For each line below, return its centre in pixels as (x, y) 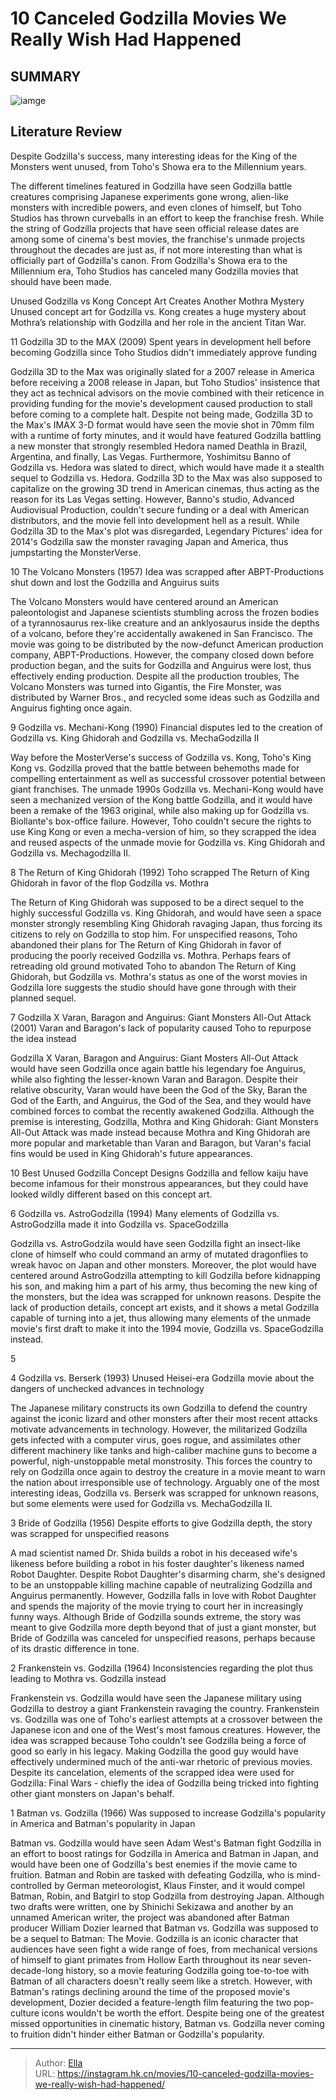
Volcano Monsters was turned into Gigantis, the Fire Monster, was (146, 686)
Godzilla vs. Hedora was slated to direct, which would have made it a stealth (167, 467)
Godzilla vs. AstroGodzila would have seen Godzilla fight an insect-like (155, 1243)
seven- (298, 1959)
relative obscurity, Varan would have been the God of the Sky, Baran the (159, 1089)
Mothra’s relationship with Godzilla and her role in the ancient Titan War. (158, 322)
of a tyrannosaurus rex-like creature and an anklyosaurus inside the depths (165, 623)
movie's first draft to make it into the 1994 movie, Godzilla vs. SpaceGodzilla (167, 1328)
